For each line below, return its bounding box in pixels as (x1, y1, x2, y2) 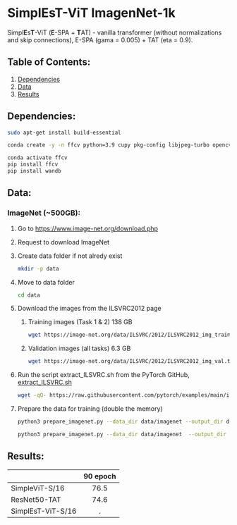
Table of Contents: (7, 56, 91, 68)
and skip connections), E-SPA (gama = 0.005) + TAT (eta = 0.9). (7, 35, 193, 44)
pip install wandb (7, 168, 61, 175)
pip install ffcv (7, 161, 59, 168)
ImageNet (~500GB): (7, 208, 81, 218)
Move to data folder (17, 278, 75, 286)
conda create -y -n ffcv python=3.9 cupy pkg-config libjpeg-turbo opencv (7, 142, 232, 149)
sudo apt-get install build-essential (7, 129, 121, 136)
